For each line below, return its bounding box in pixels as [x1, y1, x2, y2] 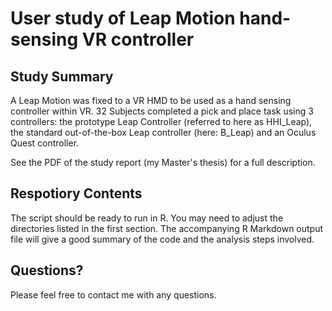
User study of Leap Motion [10, 7, 236, 30]
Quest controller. [10, 137, 80, 149]
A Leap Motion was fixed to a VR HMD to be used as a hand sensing [10, 95, 292, 106]
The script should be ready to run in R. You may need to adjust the [10, 212, 284, 224]
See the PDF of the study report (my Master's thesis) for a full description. [10, 157, 316, 168]
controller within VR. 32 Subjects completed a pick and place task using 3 [10, 105, 314, 117]
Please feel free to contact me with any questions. [10, 288, 217, 301]
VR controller [81, 28, 195, 51]
